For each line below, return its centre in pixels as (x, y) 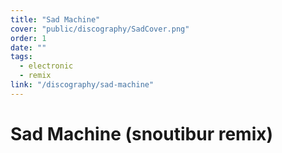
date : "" (28, 47)
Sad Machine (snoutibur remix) (142, 133)
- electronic (46, 66)
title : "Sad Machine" (55, 19)
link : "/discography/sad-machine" (82, 85)
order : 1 (28, 38)
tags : (21, 57)
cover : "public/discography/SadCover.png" (100, 29)
